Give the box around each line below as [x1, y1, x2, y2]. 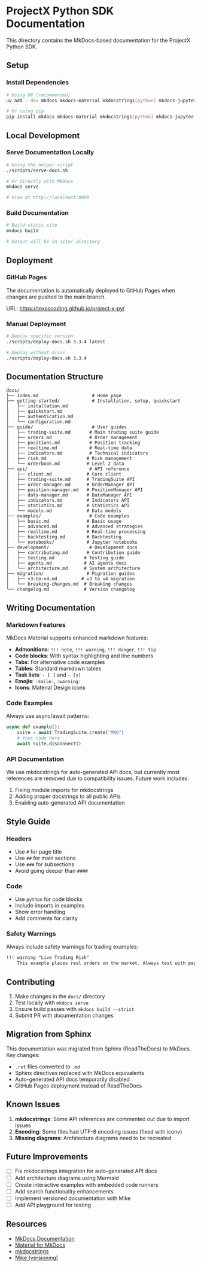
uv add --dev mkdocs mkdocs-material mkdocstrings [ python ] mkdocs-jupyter [6, 98, 197, 103]
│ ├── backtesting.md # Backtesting [6, 534, 121, 540]
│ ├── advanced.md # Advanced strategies [6, 523, 144, 530]
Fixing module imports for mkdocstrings [14, 787, 114, 794]
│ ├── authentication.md [6, 414, 74, 420]
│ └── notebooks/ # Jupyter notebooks [6, 540, 138, 546]
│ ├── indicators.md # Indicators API [6, 498, 130, 504]
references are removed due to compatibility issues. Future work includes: [6, 775, 190, 782]
